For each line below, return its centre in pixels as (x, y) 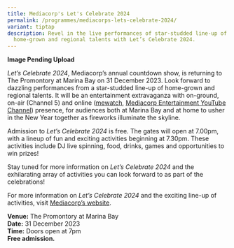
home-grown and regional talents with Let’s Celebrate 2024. (105, 40)
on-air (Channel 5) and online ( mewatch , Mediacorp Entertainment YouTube (117, 103)
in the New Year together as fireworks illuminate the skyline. (94, 118)
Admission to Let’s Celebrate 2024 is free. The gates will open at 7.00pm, (113, 131)
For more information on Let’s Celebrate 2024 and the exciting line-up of (112, 196)
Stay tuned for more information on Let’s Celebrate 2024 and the (101, 167)
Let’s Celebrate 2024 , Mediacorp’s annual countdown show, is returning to (115, 73)
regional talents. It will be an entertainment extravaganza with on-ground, (113, 96)
